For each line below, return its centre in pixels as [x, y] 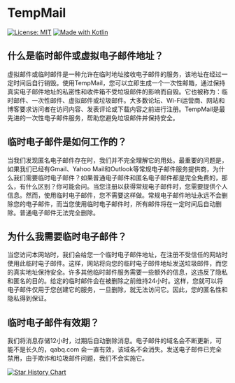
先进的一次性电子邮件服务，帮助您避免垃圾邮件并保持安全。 [93, 117]
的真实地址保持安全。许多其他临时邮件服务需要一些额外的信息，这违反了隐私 [117, 272]
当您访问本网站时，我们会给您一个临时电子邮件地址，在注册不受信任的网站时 [117, 255]
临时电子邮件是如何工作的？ [67, 142]
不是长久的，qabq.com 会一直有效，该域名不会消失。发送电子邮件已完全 [117, 349]
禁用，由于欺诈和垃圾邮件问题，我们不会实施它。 [78, 359]
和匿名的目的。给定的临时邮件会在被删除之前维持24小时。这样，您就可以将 [115, 281]
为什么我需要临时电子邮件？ [67, 237]
